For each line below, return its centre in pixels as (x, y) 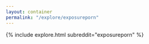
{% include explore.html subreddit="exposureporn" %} (75, 34)
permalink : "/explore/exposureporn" (52, 17)
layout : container (29, 12)
